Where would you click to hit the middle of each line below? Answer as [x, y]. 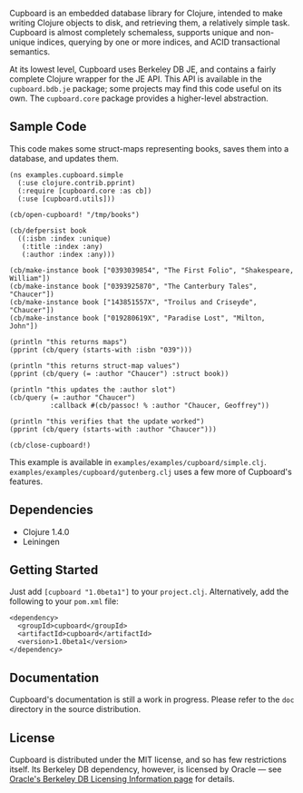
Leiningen [41, 541]
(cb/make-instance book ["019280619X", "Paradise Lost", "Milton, [137, 318]
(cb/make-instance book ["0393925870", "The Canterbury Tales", [133, 286]
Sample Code [48, 127]
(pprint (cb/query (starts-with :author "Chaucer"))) [113, 429]
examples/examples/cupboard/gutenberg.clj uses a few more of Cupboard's [151, 471]
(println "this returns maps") [68, 342]
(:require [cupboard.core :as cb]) [85, 191]
